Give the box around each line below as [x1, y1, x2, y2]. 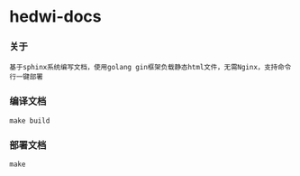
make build [9, 116, 50, 125]
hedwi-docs [9, 6, 102, 27]
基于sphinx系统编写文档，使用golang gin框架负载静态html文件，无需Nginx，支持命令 [9, 63, 292, 72]
